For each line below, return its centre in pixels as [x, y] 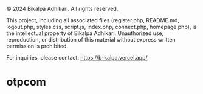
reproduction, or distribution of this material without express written [91, 39]
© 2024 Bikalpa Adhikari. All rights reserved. [62, 9]
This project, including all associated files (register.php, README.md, [93, 20]
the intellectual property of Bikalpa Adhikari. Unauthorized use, [85, 33]
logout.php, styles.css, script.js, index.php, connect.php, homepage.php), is [101, 27]
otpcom [26, 82]
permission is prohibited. [37, 46]
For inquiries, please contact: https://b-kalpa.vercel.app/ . [77, 58]
